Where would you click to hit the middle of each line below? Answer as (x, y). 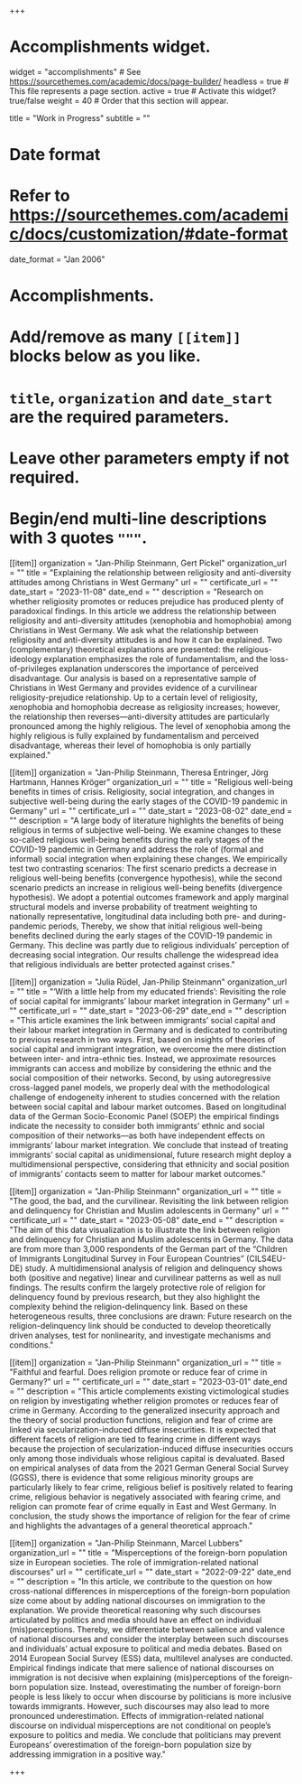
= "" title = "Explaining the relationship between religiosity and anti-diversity (151, 572)
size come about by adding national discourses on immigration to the (137, 1601)
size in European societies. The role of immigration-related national (134, 1562)
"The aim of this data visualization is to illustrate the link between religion (145, 1229)
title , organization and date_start (141, 397)
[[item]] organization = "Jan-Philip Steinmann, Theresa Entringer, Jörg (139, 772)
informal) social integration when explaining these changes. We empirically (149, 858)
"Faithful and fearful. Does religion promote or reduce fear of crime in (138, 1372)
